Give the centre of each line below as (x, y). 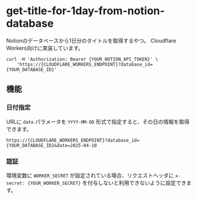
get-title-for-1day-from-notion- (86, 11)
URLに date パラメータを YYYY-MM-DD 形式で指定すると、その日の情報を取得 (98, 121)
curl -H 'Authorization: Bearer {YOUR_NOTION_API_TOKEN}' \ (82, 59)
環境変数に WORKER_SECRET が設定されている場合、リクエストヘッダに (90, 175)
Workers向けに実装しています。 (45, 48)
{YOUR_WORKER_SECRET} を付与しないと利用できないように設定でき (107, 182)
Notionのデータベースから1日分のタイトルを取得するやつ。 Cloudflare (91, 40)
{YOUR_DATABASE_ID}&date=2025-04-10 (51, 145)
